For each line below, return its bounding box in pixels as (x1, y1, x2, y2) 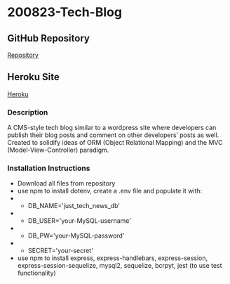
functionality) (17, 269, 56, 278)
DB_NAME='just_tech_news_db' (27, 202, 121, 210)
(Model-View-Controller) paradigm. (7, 146, 109, 155)
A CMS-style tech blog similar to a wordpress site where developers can (7, 124, 217, 132)
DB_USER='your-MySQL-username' (27, 217, 132, 225)
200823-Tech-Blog (7, 4, 123, 20)
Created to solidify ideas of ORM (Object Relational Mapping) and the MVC (7, 138, 223, 147)
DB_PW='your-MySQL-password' (27, 231, 125, 240)
